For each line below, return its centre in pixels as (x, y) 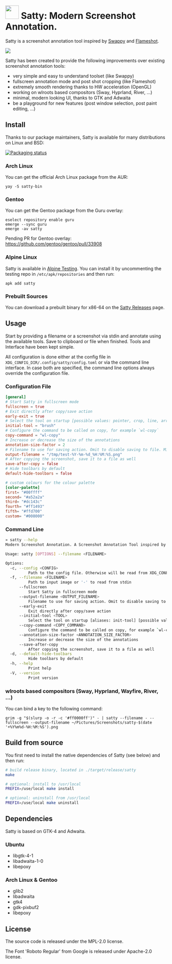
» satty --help (21, 540)
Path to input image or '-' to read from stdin (80, 582)
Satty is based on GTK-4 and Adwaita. (46, 831)
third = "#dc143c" (24, 502)
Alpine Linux (21, 257)
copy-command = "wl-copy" (33, 436)
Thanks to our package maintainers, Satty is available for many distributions (85, 137)
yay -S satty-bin (24, 187)
